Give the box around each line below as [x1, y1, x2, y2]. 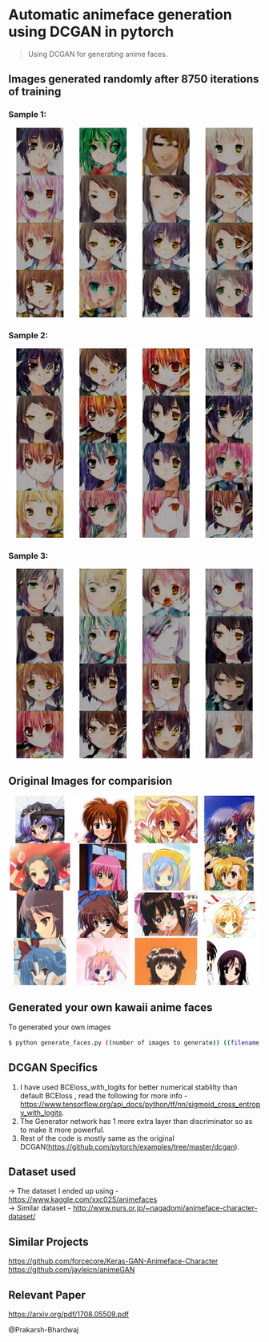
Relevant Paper [8, 1288, 86, 1302]
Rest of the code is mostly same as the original [19, 1133, 175, 1143]
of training [8, 85, 62, 99]
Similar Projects [8, 1235, 90, 1248]
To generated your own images [8, 1022, 111, 1032]
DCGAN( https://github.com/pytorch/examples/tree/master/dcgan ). [19, 1142, 240, 1151]
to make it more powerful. [19, 1125, 106, 1134]
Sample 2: [8, 329, 49, 341]
